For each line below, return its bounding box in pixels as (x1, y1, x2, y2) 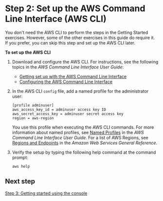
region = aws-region (12, 115, 54, 120)
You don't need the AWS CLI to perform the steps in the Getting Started (5, 29, 148, 35)
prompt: (12, 155, 28, 160)
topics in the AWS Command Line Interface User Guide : (12, 64, 124, 70)
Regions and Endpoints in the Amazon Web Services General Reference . (12, 140, 158, 146)
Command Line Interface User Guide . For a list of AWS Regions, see (12, 134, 148, 140)
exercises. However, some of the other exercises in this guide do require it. (5, 35, 155, 41)
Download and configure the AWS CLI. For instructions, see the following (12, 59, 159, 65)
